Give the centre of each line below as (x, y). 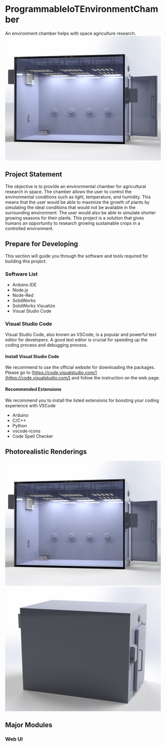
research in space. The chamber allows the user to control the (68, 191)
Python (20, 425)
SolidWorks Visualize (34, 306)
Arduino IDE (24, 284)
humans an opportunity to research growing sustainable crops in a (73, 223)
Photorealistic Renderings (46, 452)
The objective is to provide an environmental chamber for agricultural (76, 186)
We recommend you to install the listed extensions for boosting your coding (82, 400)
